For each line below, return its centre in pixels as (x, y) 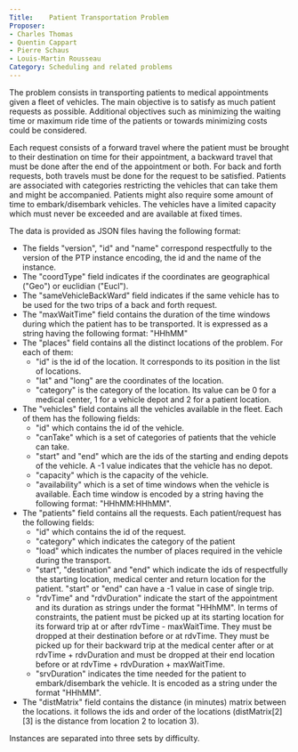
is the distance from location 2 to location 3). (117, 721)
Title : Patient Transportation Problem (89, 17)
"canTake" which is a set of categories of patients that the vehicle (156, 437)
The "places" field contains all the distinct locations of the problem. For (152, 343)
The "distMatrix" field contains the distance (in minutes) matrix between (154, 702)
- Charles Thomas (41, 34)
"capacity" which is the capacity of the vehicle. (122, 475)
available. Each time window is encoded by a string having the (149, 494)
